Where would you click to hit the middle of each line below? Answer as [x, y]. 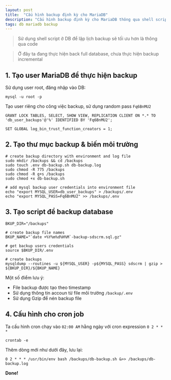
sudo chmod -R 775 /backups [35, 169]
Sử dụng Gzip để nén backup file [47, 298]
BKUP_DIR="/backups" [27, 224]
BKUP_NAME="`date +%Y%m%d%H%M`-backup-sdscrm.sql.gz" [64, 237]
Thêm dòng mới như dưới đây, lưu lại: [44, 349]
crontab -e [17, 340]
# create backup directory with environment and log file [68, 156]
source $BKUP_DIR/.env [29, 250]
